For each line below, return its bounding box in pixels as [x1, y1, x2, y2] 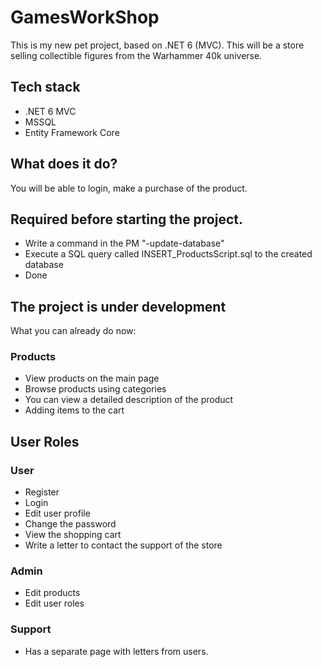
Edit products [24, 587, 81, 599]
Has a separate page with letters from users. [24, 645, 209, 657]
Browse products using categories [24, 383, 167, 395]
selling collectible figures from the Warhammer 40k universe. [10, 49, 263, 61]
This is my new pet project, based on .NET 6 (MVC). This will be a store [10, 39, 305, 51]
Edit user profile [24, 507, 91, 520]
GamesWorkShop [10, 6, 160, 29]
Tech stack [10, 79, 81, 96]
